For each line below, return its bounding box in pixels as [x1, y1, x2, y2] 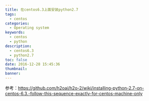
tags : [5, 12, 16, 17]
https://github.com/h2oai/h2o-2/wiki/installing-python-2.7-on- [18, 85, 145, 91]
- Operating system [9, 25, 50, 30]
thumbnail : [5, 67, 27, 72]
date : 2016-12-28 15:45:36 [5, 62, 60, 67]
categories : [5, 21, 29, 26]
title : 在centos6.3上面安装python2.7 [5, 7, 78, 12]
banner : [5, 71, 21, 76]
